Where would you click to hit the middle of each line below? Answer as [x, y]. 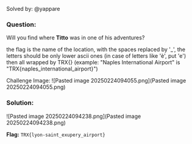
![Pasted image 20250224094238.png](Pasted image [74, 116]
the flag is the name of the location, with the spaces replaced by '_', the [96, 50]
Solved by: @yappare [33, 9]
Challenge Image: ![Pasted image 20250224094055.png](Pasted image [96, 81]
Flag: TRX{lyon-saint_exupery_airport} [56, 134]
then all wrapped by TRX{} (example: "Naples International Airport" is [93, 63]
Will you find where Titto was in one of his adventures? [76, 38]
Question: [21, 24]
